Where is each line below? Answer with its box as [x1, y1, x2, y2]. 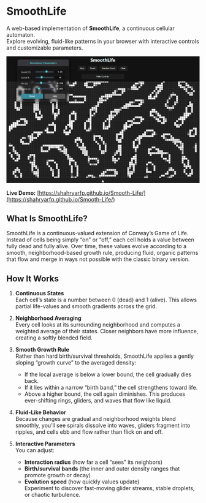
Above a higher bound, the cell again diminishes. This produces [24, 390, 186, 398]
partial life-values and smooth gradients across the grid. [15, 303, 158, 310]
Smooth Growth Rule [15, 346, 69, 354]
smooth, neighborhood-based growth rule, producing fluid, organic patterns [6, 249, 199, 257]
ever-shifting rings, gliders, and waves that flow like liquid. [24, 397, 172, 404]
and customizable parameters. [6, 44, 83, 51]
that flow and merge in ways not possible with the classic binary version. [6, 255, 190, 263]
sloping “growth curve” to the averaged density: [15, 359, 137, 366]
